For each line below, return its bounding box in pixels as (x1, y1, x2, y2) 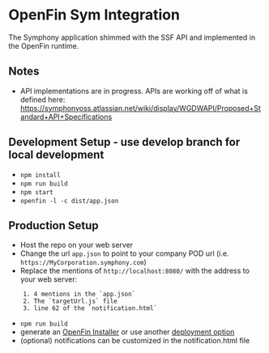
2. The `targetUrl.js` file (23, 297, 117, 305)
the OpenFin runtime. (8, 40, 79, 50)
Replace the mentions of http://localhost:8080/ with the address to (19, 266, 250, 276)
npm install (19, 171, 61, 179)
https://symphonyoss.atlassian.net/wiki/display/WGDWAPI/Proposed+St (19, 103, 262, 113)
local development (8, 148, 105, 162)
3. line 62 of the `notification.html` (23, 304, 158, 313)
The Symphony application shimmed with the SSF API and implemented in (8, 32, 256, 42)
